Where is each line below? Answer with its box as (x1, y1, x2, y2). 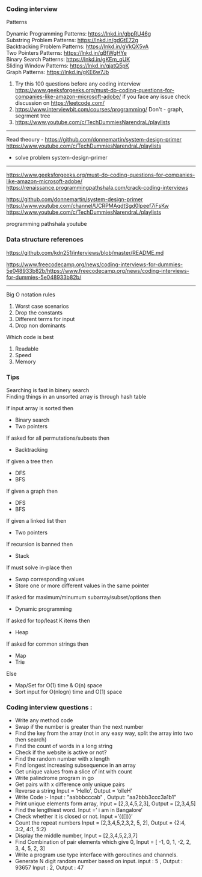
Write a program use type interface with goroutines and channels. (14, 851, 179, 858)
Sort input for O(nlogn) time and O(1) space (14, 688, 123, 695)
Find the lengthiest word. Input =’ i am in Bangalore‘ (14, 807, 142, 814)
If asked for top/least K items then (6, 617, 90, 624)
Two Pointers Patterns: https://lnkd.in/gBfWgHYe (6, 49, 127, 57)
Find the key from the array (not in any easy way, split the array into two (14, 729, 194, 737)
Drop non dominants (14, 322, 66, 329)
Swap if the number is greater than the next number (14, 723, 144, 731)
